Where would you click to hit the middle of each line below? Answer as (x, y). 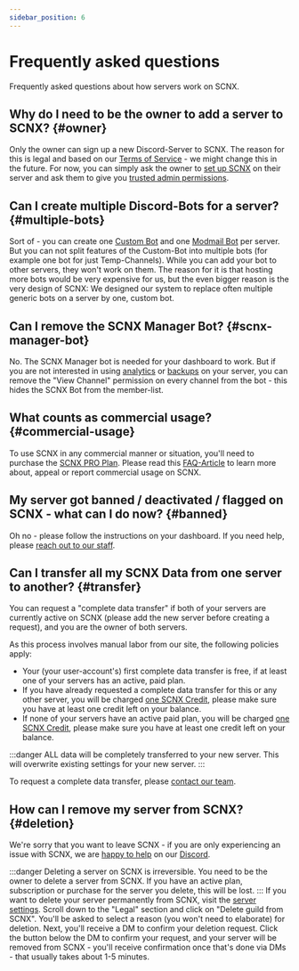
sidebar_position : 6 (48, 17)
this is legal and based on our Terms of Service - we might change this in (143, 159)
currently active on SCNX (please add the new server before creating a (139, 618)
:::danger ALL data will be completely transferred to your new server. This (144, 755)
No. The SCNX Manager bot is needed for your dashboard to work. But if (142, 361)
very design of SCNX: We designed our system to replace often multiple (141, 289)
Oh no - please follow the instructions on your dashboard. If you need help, (147, 535)
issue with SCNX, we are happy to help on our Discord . (110, 854)
